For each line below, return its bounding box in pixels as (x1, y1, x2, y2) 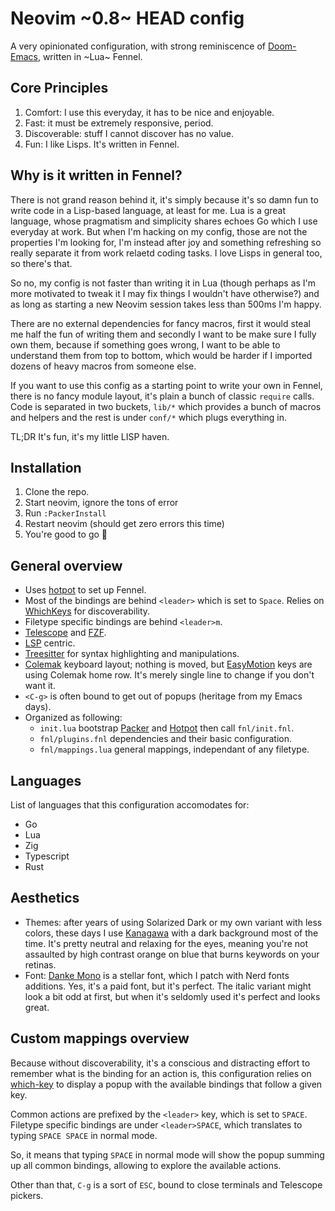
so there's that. (10, 257, 73, 269)
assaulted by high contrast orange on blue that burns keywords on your (24, 948, 320, 960)
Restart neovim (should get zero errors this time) (24, 518, 225, 530)
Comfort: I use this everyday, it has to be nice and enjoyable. (24, 106, 275, 118)
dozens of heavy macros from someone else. (10, 360, 197, 372)
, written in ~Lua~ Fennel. (37, 50, 143, 62)
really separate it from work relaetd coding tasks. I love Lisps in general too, (10, 247, 323, 259)
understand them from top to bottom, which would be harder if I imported (10, 349, 313, 361)
